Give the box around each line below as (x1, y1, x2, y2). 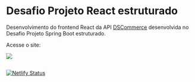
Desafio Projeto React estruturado (6, 4, 178, 18)
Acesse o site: (6, 41, 41, 48)
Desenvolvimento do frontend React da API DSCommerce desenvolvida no (6, 24, 189, 31)
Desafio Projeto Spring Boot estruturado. (6, 29, 106, 37)
